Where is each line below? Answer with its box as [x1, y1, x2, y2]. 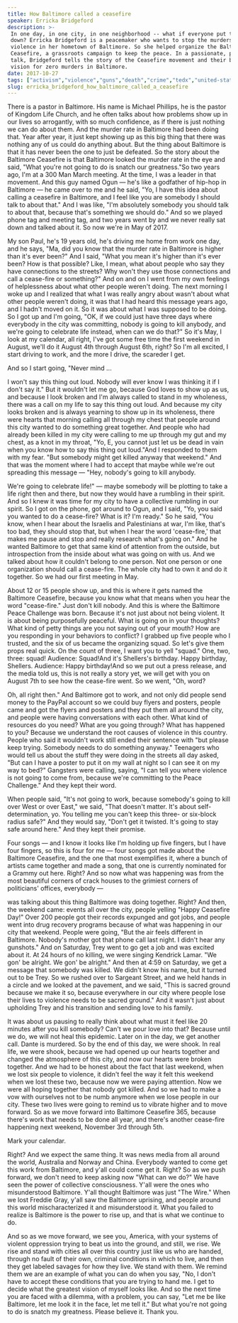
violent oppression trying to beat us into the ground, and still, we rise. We [7, 1240, 221, 1248]
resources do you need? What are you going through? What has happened [7, 721, 225, 729]
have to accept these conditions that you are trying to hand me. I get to [7, 1278, 215, 1286]
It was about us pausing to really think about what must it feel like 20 [7, 1017, 208, 1026]
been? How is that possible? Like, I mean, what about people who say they [7, 260, 225, 268]
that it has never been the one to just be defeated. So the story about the [7, 148, 220, 156]
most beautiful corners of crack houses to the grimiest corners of [7, 876, 198, 885]
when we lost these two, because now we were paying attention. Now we [7, 1077, 222, 1087]
